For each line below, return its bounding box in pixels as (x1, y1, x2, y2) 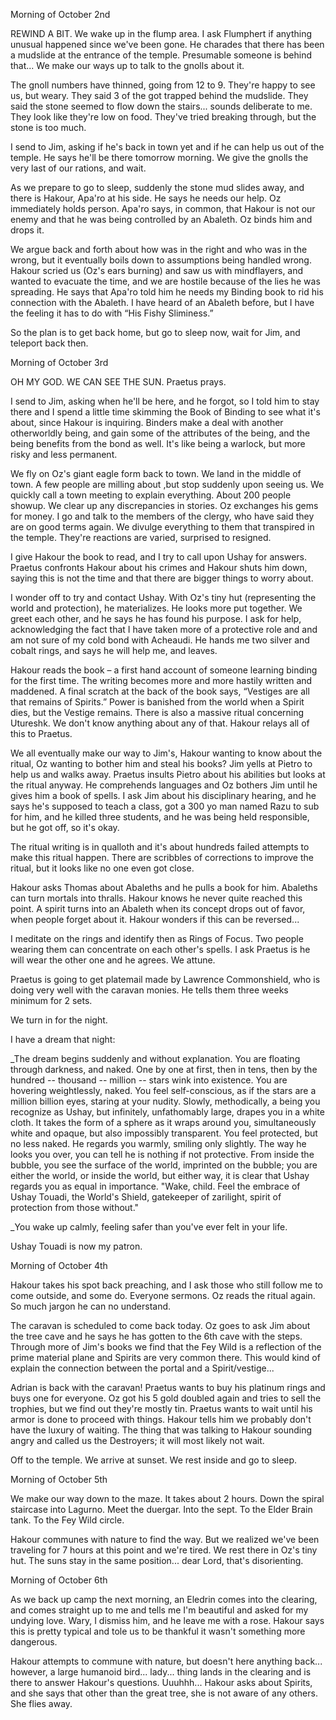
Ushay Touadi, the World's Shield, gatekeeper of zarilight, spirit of (10, 1191, 282, 1203)
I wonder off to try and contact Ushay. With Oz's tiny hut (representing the (10, 592, 317, 603)
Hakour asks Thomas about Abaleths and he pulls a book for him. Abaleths (10, 882, 318, 893)
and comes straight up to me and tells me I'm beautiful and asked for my (10, 1604, 309, 1616)
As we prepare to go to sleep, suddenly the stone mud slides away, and (10, 182, 305, 193)
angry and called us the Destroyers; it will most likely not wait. (10, 1435, 265, 1446)
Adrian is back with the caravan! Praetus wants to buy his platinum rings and (10, 1382, 326, 1393)
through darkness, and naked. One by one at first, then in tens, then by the (10, 1064, 318, 1075)
